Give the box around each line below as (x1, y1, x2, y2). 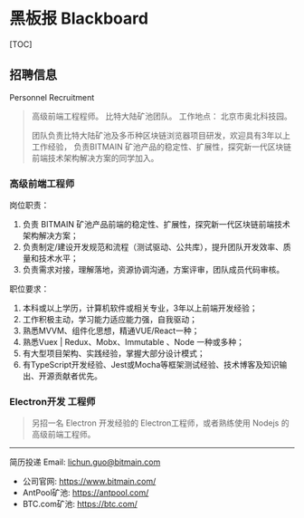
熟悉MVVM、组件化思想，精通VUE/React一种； (22, 325, 200, 336)
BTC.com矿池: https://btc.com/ (22, 499, 138, 510)
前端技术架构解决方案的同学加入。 (31, 152, 159, 163)
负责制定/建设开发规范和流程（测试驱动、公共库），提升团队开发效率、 (22, 242, 283, 253)
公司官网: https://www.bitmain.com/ (22, 476, 157, 487)
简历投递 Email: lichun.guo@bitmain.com (9, 456, 161, 467)
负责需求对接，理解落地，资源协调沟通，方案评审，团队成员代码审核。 (22, 264, 285, 275)
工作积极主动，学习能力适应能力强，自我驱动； (22, 314, 197, 325)
